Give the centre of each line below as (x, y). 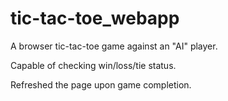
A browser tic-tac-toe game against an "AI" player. (114, 46)
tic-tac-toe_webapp (95, 18)
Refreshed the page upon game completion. (101, 84)
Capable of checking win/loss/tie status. (93, 65)
